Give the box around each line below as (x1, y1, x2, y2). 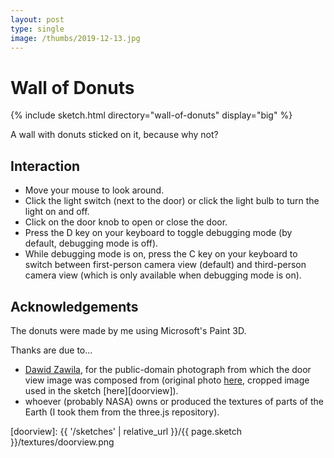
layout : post (10, 14, 65, 25)
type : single (10, 24, 65, 34)
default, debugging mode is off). (24, 237, 159, 250)
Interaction (10, 157, 81, 175)
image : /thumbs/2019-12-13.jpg (10, 33, 141, 43)
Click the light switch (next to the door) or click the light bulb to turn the (24, 195, 320, 207)
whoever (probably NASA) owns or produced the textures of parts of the (24, 395, 324, 407)
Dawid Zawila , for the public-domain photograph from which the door (24, 363, 312, 375)
